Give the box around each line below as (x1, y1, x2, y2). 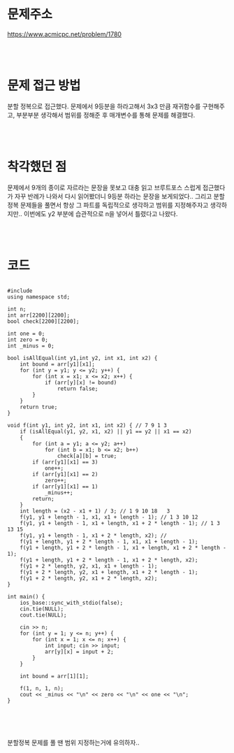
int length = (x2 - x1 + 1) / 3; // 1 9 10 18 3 (20, 508, 170, 515)
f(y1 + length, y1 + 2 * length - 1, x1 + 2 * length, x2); (20, 557, 198, 564)
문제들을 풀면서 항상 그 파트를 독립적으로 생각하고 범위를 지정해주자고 (20, 201, 209, 209)
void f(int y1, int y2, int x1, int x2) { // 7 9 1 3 (7, 422, 168, 429)
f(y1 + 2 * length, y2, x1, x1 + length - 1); (20, 562, 158, 570)
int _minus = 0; (7, 342, 54, 350)
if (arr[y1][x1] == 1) (32, 483, 98, 490)
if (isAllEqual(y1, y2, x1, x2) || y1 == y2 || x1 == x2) (20, 428, 192, 435)
